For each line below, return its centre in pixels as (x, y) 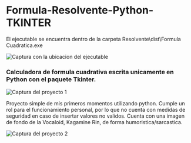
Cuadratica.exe (24, 45)
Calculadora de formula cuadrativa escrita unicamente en (90, 72)
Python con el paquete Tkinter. (51, 79)
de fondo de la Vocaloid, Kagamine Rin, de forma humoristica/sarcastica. (94, 122)
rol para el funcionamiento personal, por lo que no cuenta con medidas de (96, 110)
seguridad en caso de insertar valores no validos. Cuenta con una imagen (95, 116)
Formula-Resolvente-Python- (80, 10)
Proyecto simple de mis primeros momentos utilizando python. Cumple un (95, 104)
